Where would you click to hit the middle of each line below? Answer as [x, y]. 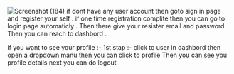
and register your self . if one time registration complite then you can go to [116, 18]
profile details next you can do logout [62, 63]
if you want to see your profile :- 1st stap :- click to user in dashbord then [114, 47]
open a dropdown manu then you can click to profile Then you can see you [117, 55]
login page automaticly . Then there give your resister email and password [116, 26]
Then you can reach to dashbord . [57, 33]
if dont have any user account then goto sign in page [144, 11]
